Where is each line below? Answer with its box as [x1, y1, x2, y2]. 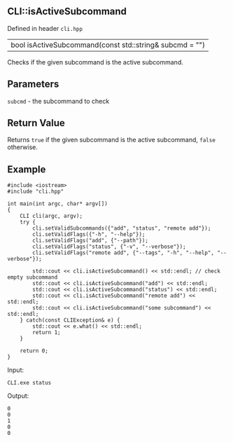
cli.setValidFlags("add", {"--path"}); [32, 237, 149, 244]
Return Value [7, 117, 65, 129]
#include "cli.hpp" [7, 188, 64, 195]
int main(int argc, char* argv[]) [7, 200, 108, 207]
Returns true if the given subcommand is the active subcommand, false [7, 136, 216, 144]
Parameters [7, 78, 59, 90]
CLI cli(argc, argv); [20, 213, 83, 220]
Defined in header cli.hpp [7, 24, 83, 32]
